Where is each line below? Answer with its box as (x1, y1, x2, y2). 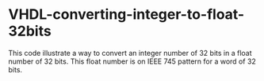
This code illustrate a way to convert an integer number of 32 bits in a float (8, 48, 252, 57)
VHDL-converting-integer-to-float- (8, 6, 245, 24)
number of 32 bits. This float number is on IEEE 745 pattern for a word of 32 (8, 57, 256, 66)
